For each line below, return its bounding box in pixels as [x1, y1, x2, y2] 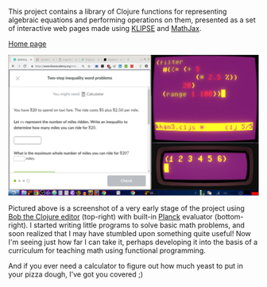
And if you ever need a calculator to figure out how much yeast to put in [8, 262, 244, 270]
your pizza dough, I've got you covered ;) [8, 270, 144, 279]
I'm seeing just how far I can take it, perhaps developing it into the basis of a [8, 238, 258, 246]
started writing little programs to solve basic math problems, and [33, 220, 245, 230]
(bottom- [214, 212, 244, 221]
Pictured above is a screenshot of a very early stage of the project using [8, 204, 245, 213]
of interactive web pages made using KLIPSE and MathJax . [8, 24, 202, 33]
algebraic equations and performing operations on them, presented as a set [8, 15, 256, 25]
